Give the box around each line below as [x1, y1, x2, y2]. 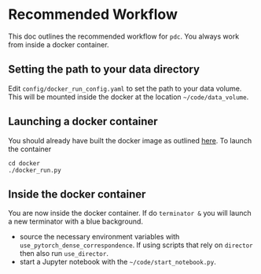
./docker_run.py [8, 166, 61, 174]
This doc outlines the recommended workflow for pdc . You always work [8, 31, 240, 41]
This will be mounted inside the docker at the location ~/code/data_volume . [8, 92, 249, 102]
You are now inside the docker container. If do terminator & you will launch [8, 209, 252, 218]
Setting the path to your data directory [8, 63, 200, 76]
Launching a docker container [8, 115, 159, 128]
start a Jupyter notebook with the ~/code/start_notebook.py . [19, 257, 216, 267]
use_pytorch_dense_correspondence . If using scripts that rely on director [19, 240, 253, 250]
